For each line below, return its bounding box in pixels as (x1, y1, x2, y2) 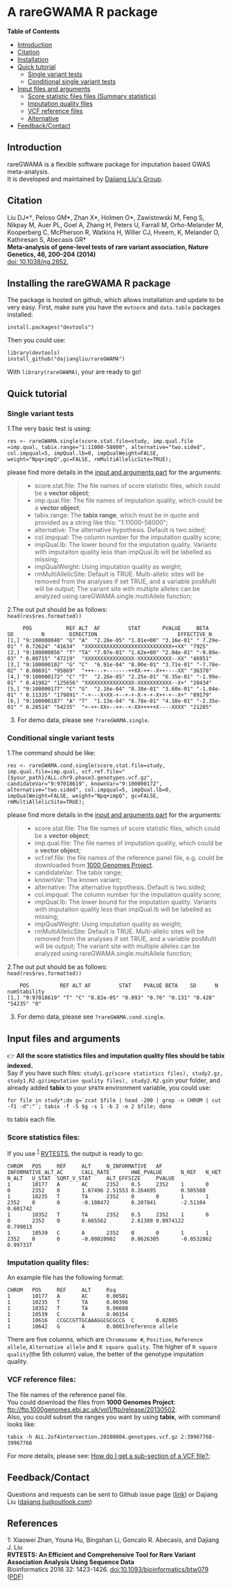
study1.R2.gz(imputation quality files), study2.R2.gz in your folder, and (7, 1076, 220, 1085)
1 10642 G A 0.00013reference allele (7, 1323, 178, 1331)
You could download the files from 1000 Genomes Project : (7, 1398, 176, 1406)
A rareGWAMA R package (7, 4, 158, 20)
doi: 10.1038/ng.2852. (7, 257, 69, 265)
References (7, 1517, 58, 1529)
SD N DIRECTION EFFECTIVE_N (7, 631, 213, 638)
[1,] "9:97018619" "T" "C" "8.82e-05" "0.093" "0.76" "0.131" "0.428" (7, 994, 215, 1001)
